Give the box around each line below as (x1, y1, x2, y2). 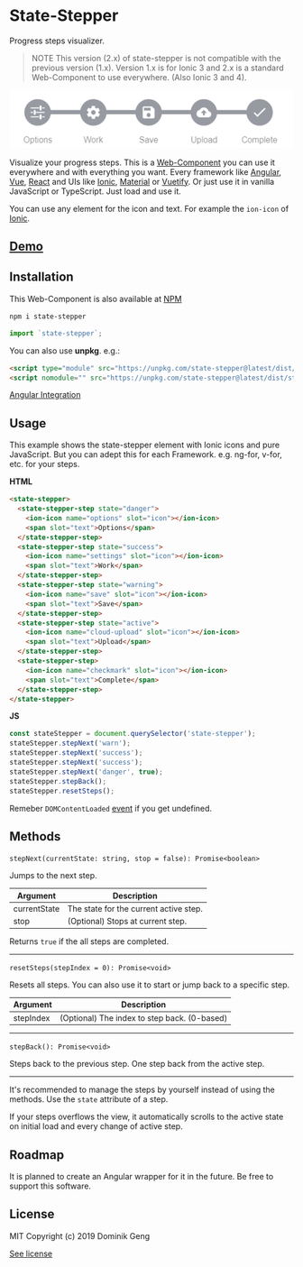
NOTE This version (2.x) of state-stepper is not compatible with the (31, 52, 281, 63)
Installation (9, 270, 74, 285)
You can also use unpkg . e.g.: (9, 344, 120, 356)
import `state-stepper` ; (9, 328, 103, 338)
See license (9, 1248, 53, 1259)
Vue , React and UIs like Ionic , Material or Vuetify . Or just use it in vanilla (9, 176, 275, 187)
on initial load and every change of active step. (9, 1121, 183, 1132)
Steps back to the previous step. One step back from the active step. (9, 1059, 265, 1070)
